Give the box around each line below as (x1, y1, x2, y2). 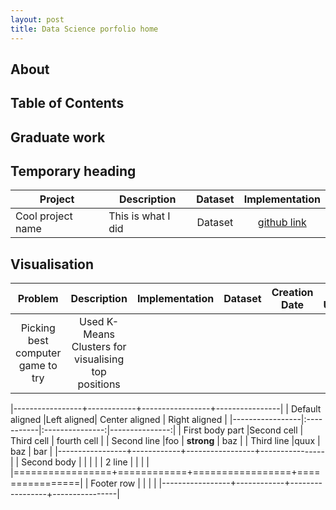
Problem (17, 292, 59, 306)
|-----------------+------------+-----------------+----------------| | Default (10, 403, 322, 415)
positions (77, 377, 121, 391)
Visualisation (10, 256, 95, 273)
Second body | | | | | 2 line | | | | (21, 456, 150, 468)
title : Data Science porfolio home (10, 24, 159, 34)
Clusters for (71, 340, 127, 354)
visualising (74, 352, 125, 366)
